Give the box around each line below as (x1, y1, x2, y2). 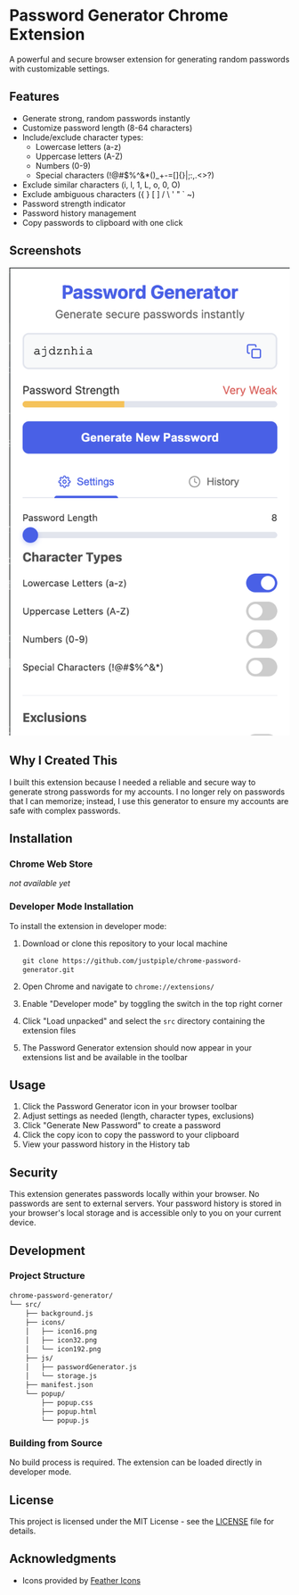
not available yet (9, 878, 71, 889)
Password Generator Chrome (9, 5, 229, 26)
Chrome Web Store (9, 858, 93, 870)
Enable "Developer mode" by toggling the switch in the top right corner (21, 998, 283, 1009)
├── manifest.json (25, 1380, 93, 1389)
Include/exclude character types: (21, 131, 144, 143)
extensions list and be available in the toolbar (21, 1051, 189, 1062)
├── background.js (25, 1308, 93, 1317)
